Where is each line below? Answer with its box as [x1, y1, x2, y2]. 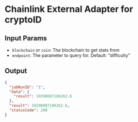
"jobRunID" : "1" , [9, 85, 45, 90]
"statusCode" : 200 [9, 108, 48, 113]
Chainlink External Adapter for [4, 3, 133, 15]
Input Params [4, 34, 47, 42]
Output [4, 67, 27, 75]
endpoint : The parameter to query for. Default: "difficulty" [11, 52, 130, 58]
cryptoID [4, 14, 42, 25]
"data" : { [9, 89, 29, 94]
